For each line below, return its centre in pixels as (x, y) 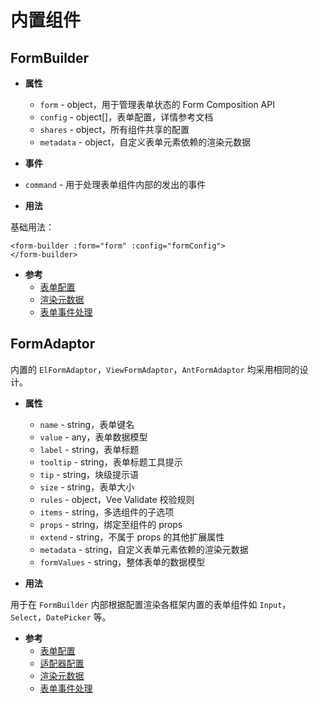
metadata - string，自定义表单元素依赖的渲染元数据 (144, 549)
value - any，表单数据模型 (93, 437)
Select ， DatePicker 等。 (61, 617)
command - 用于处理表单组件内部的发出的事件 (115, 184)
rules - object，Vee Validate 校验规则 (117, 499)
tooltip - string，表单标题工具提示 (111, 462)
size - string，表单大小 (87, 487)
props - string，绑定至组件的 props (111, 524)
